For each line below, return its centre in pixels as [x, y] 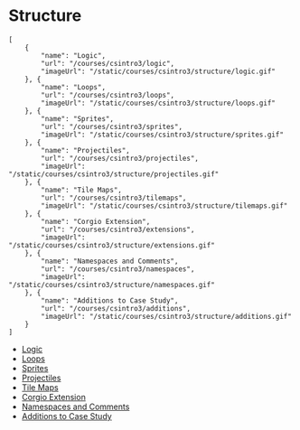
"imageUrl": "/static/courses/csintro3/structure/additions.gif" [167, 316]
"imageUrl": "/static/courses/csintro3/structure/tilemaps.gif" [164, 206]
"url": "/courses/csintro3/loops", [108, 95]
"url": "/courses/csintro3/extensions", [118, 229]
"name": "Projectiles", [85, 150]
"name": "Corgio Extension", [96, 221]
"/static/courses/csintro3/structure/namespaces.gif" [112, 285]
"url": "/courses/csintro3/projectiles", [120, 158]
